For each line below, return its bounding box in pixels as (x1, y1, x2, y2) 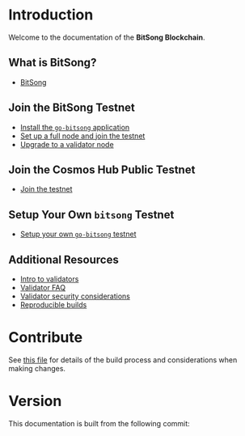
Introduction (8, 6, 94, 24)
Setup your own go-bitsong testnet (19, 229, 137, 239)
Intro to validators (19, 274, 79, 284)
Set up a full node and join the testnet (19, 131, 146, 141)
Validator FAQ (19, 283, 66, 292)
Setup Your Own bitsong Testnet (8, 208, 175, 222)
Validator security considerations (19, 291, 131, 301)
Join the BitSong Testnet (8, 101, 136, 115)
